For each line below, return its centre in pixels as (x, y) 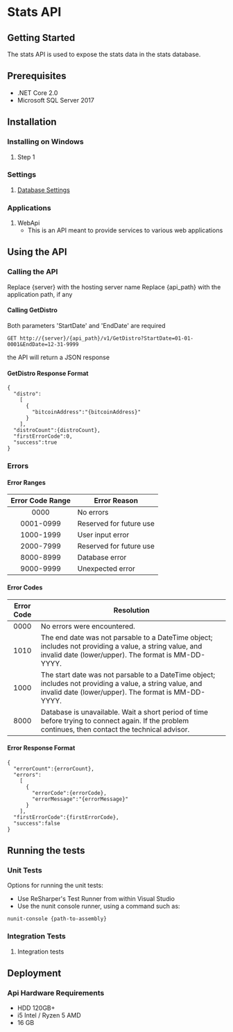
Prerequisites (37, 76)
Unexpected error (106, 569)
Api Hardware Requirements (56, 993)
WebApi (28, 223)
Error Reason (116, 501)
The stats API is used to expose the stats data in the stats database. (104, 54)
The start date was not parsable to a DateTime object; (128, 675)
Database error (102, 558)
